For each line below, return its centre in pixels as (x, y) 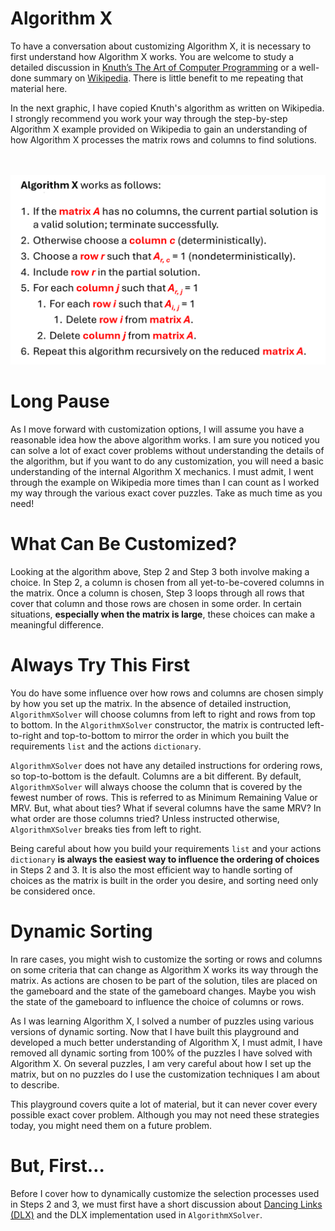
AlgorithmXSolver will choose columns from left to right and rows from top (163, 714)
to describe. (35, 1084)
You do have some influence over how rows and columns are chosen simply (167, 693)
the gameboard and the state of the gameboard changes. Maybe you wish (163, 991)
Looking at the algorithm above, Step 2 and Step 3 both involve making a (160, 571)
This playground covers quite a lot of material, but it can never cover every (164, 1104)
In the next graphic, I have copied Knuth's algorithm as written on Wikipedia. (167, 108)
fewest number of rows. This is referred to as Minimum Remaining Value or (164, 797)
